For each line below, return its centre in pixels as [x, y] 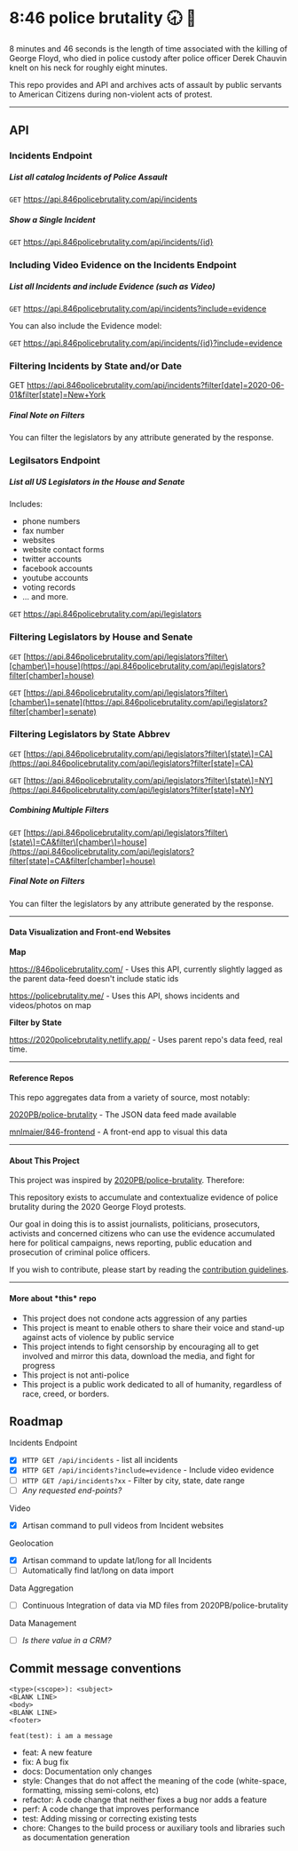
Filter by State [35, 1022]
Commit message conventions [95, 1668]
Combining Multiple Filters [59, 810]
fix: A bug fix [45, 1761]
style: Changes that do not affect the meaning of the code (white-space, [154, 1780]
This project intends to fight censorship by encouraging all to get [140, 1347]
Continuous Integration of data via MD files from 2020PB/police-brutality [155, 1605]
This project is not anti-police [76, 1375]
